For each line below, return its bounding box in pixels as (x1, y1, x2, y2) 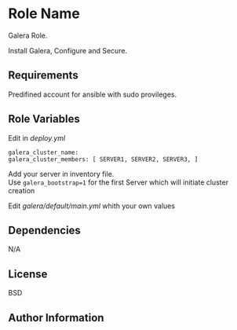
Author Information (8, 311, 104, 324)
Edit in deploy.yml (8, 133, 66, 142)
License (8, 267, 48, 280)
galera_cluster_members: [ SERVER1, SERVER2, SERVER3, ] (8, 155, 199, 163)
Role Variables (8, 112, 80, 126)
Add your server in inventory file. (8, 169, 115, 178)
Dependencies (8, 223, 81, 236)
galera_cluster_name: (8, 148, 79, 156)
